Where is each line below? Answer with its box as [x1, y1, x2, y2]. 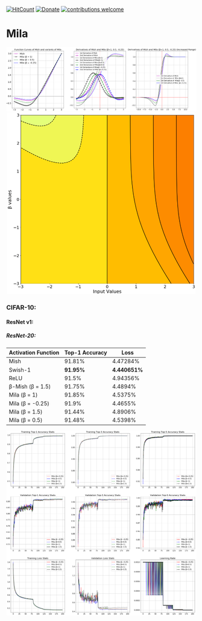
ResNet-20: [6, 332, 36, 339]
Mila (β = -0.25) [8, 400, 49, 407]
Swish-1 [8, 366, 31, 374]
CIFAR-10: [6, 304, 36, 312]
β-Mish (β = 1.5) [8, 383, 51, 390]
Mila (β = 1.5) [8, 408, 43, 415]
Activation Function [8, 349, 60, 356]
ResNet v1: [6, 318, 34, 325]
